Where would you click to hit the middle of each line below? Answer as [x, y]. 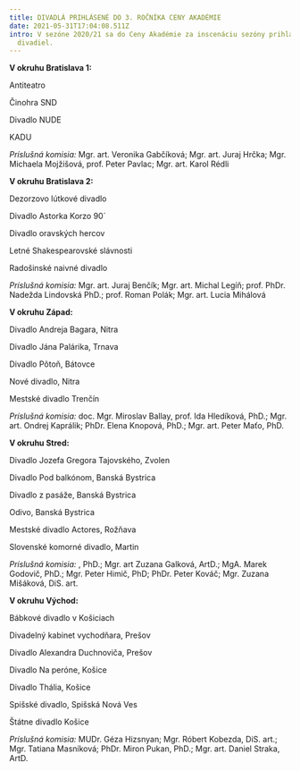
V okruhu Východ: [44, 601]
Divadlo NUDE [35, 120]
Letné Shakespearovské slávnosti [71, 250]
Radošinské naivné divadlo [58, 268]
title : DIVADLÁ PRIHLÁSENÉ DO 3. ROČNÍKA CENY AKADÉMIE [115, 17]
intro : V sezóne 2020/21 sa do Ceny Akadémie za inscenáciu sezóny [137, 34]
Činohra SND [33, 103]
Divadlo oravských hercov [57, 233]
